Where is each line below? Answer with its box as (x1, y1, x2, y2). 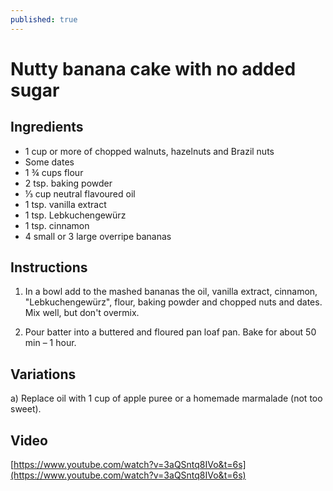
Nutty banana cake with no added (10, 57, 297, 80)
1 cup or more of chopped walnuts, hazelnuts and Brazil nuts (24, 145, 275, 157)
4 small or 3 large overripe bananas (24, 230, 172, 242)
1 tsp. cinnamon (24, 219, 90, 231)
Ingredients (10, 119, 84, 136)
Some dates (24, 156, 75, 168)
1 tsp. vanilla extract (24, 198, 107, 210)
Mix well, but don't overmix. (24, 307, 140, 319)
